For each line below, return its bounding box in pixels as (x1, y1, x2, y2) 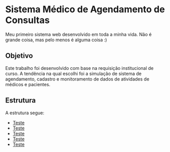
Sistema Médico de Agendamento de (5, 4, 165, 15)
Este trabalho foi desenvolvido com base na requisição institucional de (5, 65, 154, 71)
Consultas (5, 14, 50, 26)
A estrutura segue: (5, 110, 44, 116)
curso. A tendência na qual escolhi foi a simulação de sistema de (5, 70, 142, 77)
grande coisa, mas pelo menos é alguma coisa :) (5, 37, 107, 43)
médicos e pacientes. (5, 81, 51, 87)
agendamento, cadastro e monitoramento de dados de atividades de (5, 75, 150, 82)
